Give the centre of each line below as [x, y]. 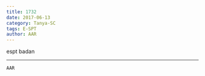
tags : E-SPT [21, 29]
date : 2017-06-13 [28, 17]
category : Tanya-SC [31, 23]
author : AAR [21, 34]
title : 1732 [21, 12]
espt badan [20, 51]
